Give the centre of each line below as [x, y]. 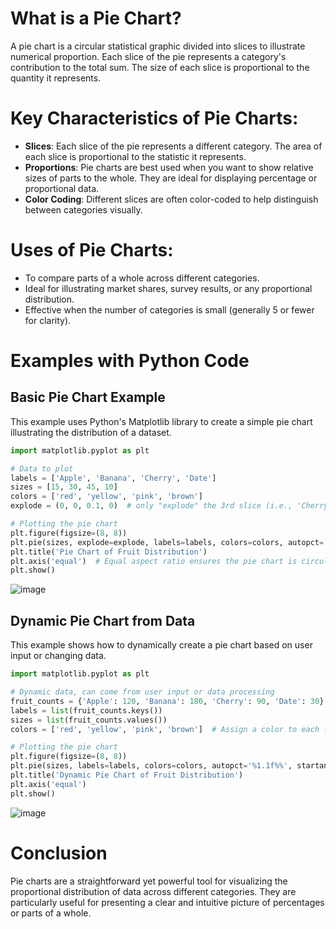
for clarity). [48, 320]
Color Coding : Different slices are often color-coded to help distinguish [171, 199]
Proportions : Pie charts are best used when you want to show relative [169, 167]
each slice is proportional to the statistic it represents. [135, 156]
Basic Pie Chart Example [88, 397]
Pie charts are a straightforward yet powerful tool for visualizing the [149, 881]
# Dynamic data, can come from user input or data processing [142, 692]
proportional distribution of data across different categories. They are [153, 891]
